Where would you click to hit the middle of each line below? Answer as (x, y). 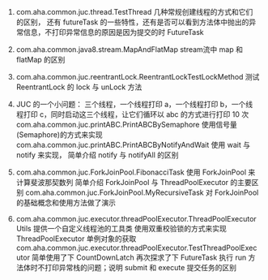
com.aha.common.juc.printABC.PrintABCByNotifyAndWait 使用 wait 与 (133, 145)
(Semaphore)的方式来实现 (59, 135)
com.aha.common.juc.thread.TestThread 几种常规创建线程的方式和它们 (134, 12)
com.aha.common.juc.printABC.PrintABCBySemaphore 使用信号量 (126, 125)
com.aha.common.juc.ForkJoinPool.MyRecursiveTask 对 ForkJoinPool (142, 192)
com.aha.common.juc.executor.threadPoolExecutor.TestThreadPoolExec (136, 248)
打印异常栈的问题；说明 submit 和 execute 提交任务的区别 (140, 267)
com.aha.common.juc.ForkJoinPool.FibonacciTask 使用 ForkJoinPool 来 (136, 172)
